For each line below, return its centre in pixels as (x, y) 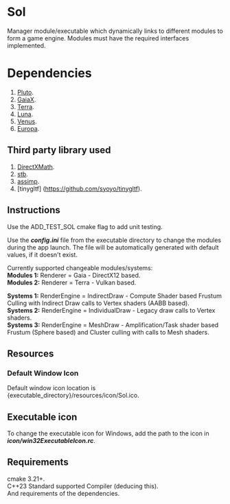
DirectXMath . (36, 167)
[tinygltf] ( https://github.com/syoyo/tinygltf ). (79, 189)
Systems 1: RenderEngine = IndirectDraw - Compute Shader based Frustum (114, 296)
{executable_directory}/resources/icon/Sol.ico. (73, 396)
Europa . (28, 128)
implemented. (26, 45)
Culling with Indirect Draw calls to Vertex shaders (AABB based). (99, 303)
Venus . (27, 121)
